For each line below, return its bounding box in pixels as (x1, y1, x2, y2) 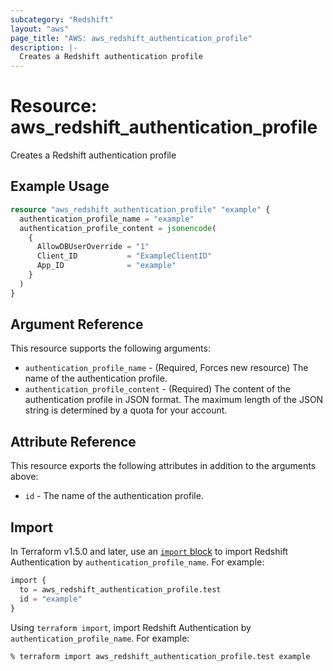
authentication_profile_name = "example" (19, 214, 195, 224)
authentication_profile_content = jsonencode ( (19, 223, 217, 233)
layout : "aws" (10, 24, 70, 34)
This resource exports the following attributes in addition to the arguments (10, 460, 317, 472)
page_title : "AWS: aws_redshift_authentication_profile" (10, 33, 253, 43)
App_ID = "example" (36, 261, 177, 271)
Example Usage (10, 178, 110, 195)
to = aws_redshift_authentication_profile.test (19, 584, 222, 595)
